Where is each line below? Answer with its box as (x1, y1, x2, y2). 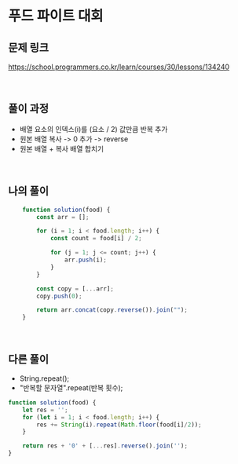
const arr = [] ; (36, 213, 90, 221)
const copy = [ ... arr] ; (36, 284, 114, 293)
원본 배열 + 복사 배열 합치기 (19, 144, 104, 153)
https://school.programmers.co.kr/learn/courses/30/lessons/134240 (8, 62, 230, 71)
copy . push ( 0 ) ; (36, 292, 82, 300)
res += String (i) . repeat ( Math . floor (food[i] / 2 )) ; (36, 421, 202, 429)
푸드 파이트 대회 (8, 7, 104, 25)
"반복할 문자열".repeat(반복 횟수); (19, 382, 123, 393)
